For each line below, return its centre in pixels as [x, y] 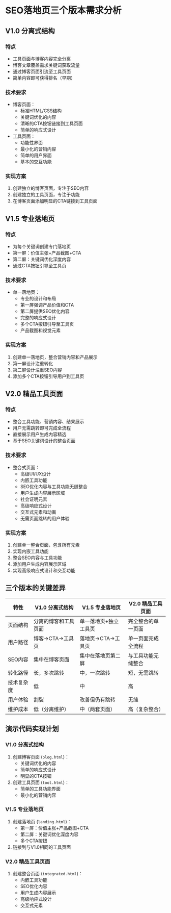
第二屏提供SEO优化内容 [45, 311]
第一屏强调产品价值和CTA [47, 305]
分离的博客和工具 [54, 621]
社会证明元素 [34, 499]
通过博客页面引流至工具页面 [42, 71]
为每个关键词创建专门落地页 [42, 247]
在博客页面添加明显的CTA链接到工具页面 [55, 201]
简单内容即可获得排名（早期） [44, 78]
